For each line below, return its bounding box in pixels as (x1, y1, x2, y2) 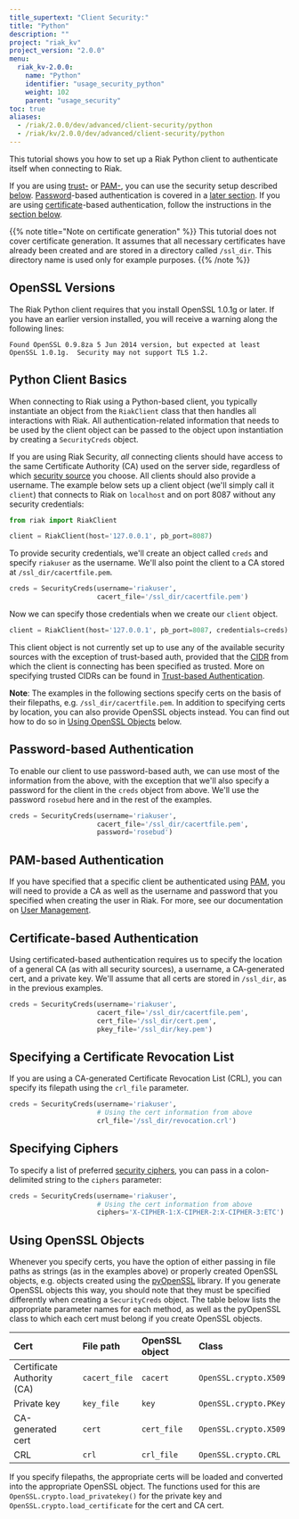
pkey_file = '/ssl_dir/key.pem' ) (96, 1025, 214, 1034)
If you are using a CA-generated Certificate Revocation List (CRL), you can (9, 1073, 282, 1084)
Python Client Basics (9, 372, 127, 388)
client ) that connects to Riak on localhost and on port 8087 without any (9, 489, 276, 499)
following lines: (9, 323, 65, 334)
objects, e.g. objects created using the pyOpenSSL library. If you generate (9, 1275, 281, 1286)
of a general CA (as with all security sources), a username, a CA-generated (9, 963, 285, 974)
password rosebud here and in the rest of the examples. (9, 794, 213, 805)
